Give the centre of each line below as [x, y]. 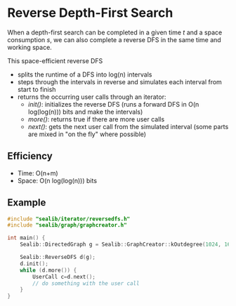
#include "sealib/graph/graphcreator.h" [67, 225]
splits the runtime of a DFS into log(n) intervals [85, 74]
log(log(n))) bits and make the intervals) [85, 112]
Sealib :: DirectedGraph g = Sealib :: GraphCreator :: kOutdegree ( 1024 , [120, 245]
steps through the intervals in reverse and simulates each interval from [120, 81]
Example [27, 202]
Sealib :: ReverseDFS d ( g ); [58, 258]
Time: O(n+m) [38, 173]
